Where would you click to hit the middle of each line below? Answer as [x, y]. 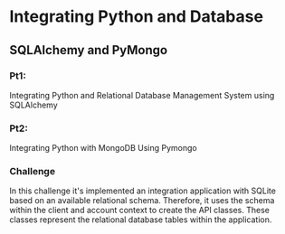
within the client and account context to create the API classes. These [139, 211]
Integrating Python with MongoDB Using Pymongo [103, 148]
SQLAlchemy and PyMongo [89, 50]
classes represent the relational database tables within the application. [141, 220]
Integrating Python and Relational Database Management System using [142, 95]
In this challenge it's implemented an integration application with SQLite [142, 191]
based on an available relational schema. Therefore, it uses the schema [142, 201]
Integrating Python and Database [137, 17]
